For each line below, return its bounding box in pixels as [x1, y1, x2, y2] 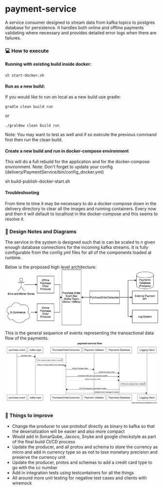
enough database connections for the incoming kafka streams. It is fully [5, 244, 149, 250]
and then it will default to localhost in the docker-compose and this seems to [5, 210, 158, 217]
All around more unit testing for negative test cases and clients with [12, 475, 147, 481]
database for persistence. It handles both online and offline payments [5, 24, 144, 30]
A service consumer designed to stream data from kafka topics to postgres [5, 19, 155, 25]
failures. [5, 35, 21, 41]
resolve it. [5, 216, 25, 222]
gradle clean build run [5, 105, 53, 109]
